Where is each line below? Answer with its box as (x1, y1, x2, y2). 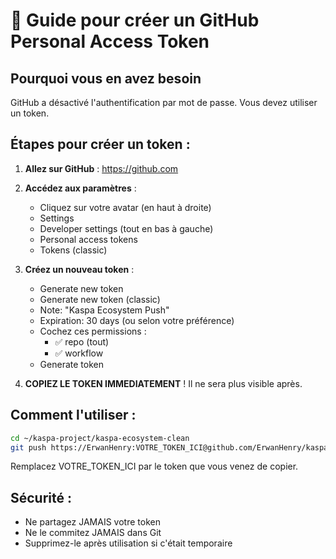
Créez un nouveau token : (24, 263, 135, 275)
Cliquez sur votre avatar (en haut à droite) (39, 201, 212, 213)
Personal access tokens (39, 233, 138, 245)
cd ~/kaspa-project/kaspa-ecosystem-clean (10, 433, 190, 443)
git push (10, 442, 47, 453)
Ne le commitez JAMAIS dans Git (24, 527, 162, 539)
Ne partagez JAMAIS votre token (24, 516, 161, 528)
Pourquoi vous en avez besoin (10, 70, 202, 87)
